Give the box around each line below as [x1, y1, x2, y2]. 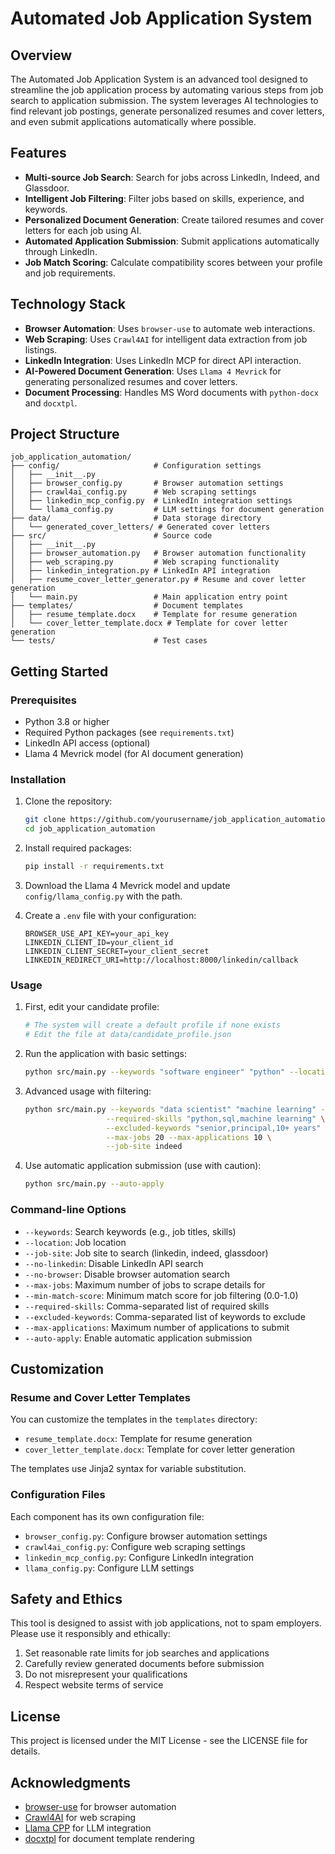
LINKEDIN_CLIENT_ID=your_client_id [24, 938, 174, 948]
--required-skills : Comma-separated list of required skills [24, 1300, 270, 1312]
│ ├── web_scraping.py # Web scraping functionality [10, 557, 280, 567]
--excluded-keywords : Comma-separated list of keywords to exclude [24, 1310, 306, 1322]
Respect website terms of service [24, 1679, 164, 1691]
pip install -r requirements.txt [24, 862, 165, 872]
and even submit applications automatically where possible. [10, 116, 257, 127]
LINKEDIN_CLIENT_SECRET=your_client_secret [24, 947, 210, 957]
